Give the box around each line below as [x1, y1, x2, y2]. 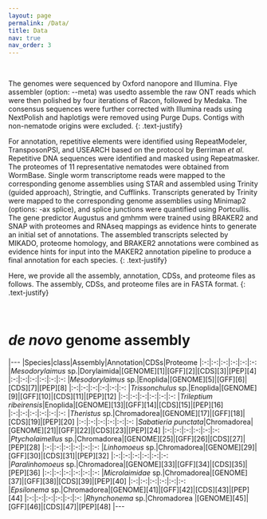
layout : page [8, 11, 52, 20]
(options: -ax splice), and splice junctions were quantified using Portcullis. [8, 204, 251, 214]
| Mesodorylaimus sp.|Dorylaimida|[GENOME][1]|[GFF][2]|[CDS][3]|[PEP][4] [8, 366, 257, 376]
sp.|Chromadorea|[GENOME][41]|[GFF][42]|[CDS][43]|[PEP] [50, 485, 249, 495]
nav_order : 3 [8, 42, 52, 50]
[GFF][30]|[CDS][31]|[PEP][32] [8, 451, 110, 461]
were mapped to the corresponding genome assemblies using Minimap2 [8, 196, 247, 206]
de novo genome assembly [8, 331, 191, 350]
